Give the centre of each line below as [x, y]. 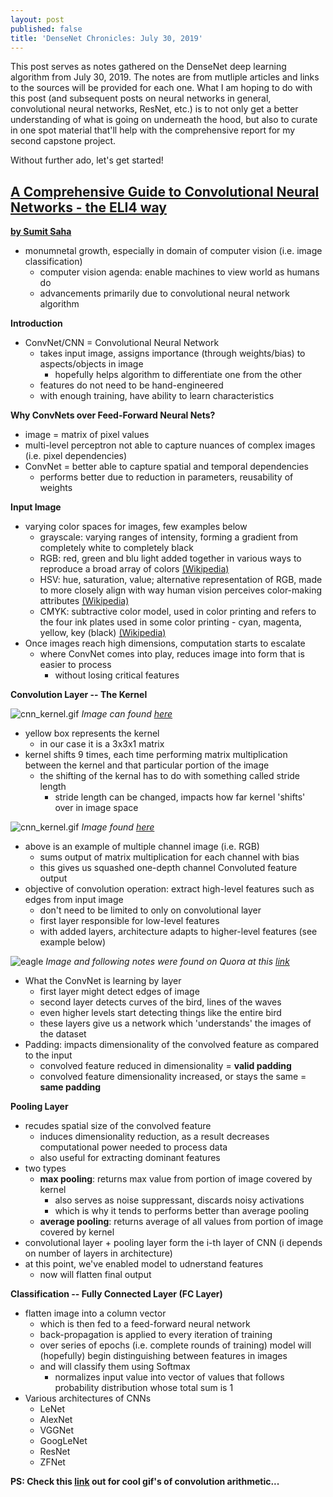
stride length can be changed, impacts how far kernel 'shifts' [180, 797]
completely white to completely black [116, 548]
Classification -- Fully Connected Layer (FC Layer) [116, 1294]
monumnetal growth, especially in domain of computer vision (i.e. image [173, 251]
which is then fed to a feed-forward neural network [145, 1324]
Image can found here [127, 714]
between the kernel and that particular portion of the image [147, 765]
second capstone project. [63, 141]
